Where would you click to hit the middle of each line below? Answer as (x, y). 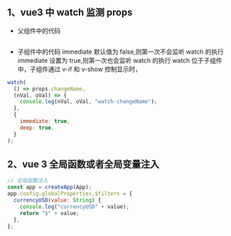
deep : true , (37, 128)
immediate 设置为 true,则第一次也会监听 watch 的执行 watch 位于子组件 (120, 60)
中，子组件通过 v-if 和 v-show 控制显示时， (79, 69)
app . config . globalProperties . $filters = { (70, 194)
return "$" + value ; (50, 213)
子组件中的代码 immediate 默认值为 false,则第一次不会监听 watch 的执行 (120, 52)
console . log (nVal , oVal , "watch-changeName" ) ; (89, 102)
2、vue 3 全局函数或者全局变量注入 (83, 164)
